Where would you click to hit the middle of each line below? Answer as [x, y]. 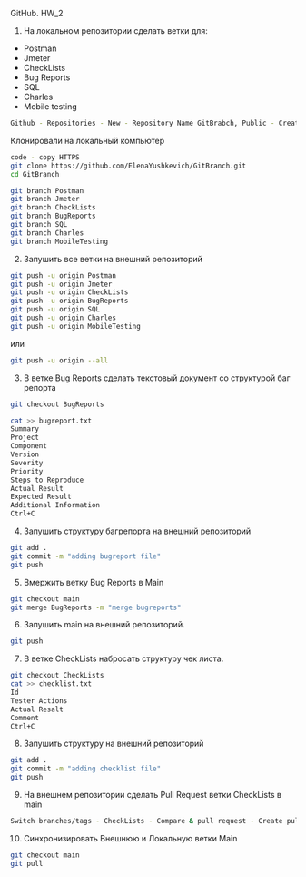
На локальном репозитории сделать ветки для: [115, 31]
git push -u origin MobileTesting [76, 326]
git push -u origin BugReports [69, 301]
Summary [25, 429]
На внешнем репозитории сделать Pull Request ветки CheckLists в [153, 795]
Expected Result [41, 497]
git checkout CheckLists [57, 676]
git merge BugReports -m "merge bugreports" [96, 607]
